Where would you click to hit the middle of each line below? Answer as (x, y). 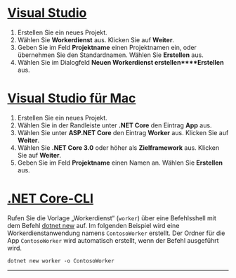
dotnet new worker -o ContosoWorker (61, 261)
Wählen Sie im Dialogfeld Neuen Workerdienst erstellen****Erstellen (120, 62)
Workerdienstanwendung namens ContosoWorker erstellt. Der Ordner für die (116, 233)
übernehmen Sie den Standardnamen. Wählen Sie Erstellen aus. (110, 55)
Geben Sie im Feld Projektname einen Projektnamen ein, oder (107, 47)
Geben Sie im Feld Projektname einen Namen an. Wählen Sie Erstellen (120, 163)
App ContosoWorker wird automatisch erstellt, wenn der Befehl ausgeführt (113, 240)
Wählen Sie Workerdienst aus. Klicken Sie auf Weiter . (96, 39)
